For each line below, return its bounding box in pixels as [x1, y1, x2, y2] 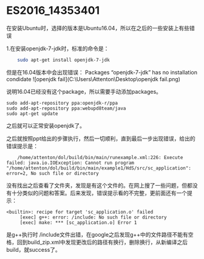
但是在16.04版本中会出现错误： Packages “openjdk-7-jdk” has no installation [6, 68, 197, 76]
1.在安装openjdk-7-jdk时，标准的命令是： [6, 45, 109, 52]
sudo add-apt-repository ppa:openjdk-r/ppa [6, 100, 118, 106]
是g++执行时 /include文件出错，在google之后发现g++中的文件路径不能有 [6, 231, 188, 238]
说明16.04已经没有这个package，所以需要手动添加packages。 [6, 88, 162, 95]
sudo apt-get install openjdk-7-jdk [17, 57, 110, 63]
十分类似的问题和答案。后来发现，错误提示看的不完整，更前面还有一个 [11, 189, 187, 197]
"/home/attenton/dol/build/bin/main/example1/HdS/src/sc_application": [6, 165, 191, 171]
